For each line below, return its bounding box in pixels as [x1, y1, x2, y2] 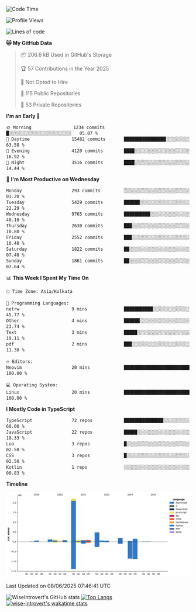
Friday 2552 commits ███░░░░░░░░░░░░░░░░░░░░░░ [6, 234, 190, 240]
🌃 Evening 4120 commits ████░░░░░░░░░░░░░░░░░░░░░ [6, 148, 190, 154]
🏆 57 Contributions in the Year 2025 [20, 65, 109, 72]
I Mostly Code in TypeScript [6, 406, 75, 412]
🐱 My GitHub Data [6, 40, 53, 46]
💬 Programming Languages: [6, 300, 69, 306]
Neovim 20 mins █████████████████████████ [6, 365, 190, 371]
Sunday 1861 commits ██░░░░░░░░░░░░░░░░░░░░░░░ [6, 258, 190, 264]
